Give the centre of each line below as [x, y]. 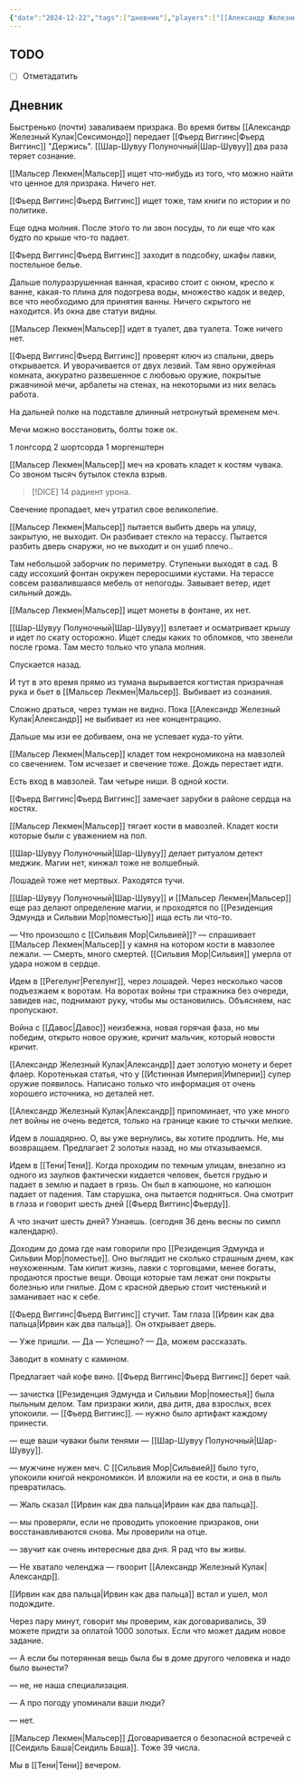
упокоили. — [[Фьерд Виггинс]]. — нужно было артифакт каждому [139, 1414]
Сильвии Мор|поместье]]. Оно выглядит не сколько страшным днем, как [152, 1258]
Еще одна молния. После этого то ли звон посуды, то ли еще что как [142, 228]
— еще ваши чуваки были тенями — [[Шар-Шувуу [106, 1441]
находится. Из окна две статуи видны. [84, 311]
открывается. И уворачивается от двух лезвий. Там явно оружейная [142, 366]
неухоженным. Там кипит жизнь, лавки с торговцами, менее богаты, [143, 1268]
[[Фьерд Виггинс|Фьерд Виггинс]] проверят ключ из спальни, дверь [142, 356]
